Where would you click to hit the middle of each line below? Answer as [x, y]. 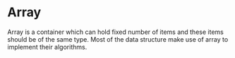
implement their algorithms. [47, 47]
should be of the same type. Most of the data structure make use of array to [118, 39]
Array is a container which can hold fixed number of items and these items [115, 32]
